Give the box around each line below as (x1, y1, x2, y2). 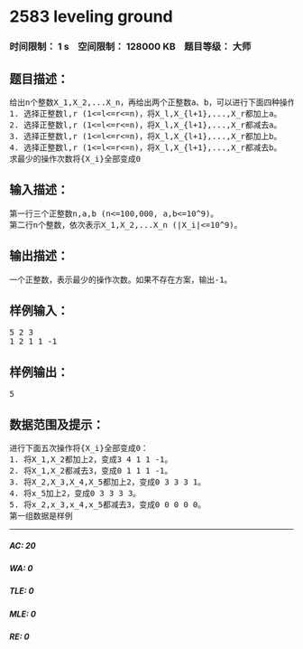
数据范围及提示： (9, 417, 105, 432)
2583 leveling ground (9, 6, 173, 27)
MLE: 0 (9, 608, 36, 619)
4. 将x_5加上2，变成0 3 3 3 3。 (9, 488, 142, 498)
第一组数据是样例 (9, 511, 73, 521)
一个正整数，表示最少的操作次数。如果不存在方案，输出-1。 (9, 274, 233, 285)
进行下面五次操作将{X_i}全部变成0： (9, 443, 149, 453)
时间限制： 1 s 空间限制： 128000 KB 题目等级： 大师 (9, 41, 252, 53)
